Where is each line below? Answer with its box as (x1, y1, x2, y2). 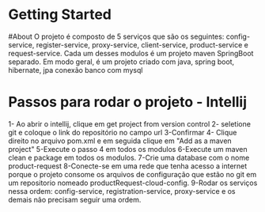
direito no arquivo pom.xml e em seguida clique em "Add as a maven (8, 136, 232, 146)
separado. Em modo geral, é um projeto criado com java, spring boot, (8, 57, 235, 66)
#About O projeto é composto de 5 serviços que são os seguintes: (8, 32, 225, 41)
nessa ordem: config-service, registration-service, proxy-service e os (8, 186, 236, 195)
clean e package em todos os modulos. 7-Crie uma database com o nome (8, 153, 250, 162)
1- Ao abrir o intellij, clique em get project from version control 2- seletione (8, 119, 252, 128)
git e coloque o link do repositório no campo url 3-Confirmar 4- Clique (8, 127, 237, 137)
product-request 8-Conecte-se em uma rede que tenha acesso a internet (8, 161, 248, 171)
